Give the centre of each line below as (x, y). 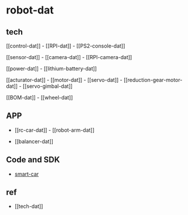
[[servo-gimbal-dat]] (48, 86)
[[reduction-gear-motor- (153, 80)
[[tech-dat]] (29, 206)
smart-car (27, 174)
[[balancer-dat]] (34, 141)
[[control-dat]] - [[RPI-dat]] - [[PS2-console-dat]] (66, 46)
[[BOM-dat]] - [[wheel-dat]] (40, 98)
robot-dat (30, 10)
